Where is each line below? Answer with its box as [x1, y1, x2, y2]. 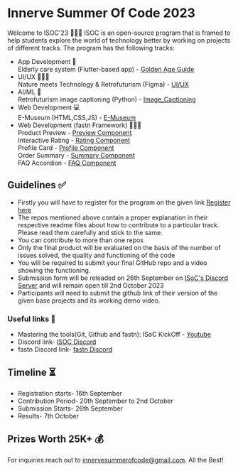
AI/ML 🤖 [17, 87, 41, 96]
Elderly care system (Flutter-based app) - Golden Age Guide [17, 65, 195, 73]
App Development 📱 [17, 57, 77, 65]
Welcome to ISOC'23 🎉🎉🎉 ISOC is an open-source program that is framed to [7, 28, 231, 37]
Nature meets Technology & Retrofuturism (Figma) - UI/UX [17, 80, 190, 88]
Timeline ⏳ [7, 367, 56, 379]
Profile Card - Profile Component [17, 144, 114, 152]
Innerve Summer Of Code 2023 [7, 5, 195, 21]
